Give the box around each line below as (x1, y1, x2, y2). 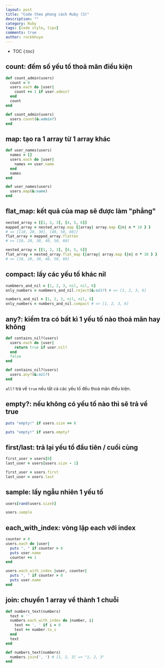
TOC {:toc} (12, 48, 35, 54)
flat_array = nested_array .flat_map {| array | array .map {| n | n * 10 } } (5, 252, 158, 257)
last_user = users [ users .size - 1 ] (5, 461, 79, 466)
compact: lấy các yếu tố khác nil (5, 270, 106, 279)
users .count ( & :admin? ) (10, 116, 56, 121)
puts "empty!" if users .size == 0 (5, 421, 77, 425)
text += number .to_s (14, 627, 56, 633)
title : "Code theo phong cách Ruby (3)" (5, 12, 90, 17)
